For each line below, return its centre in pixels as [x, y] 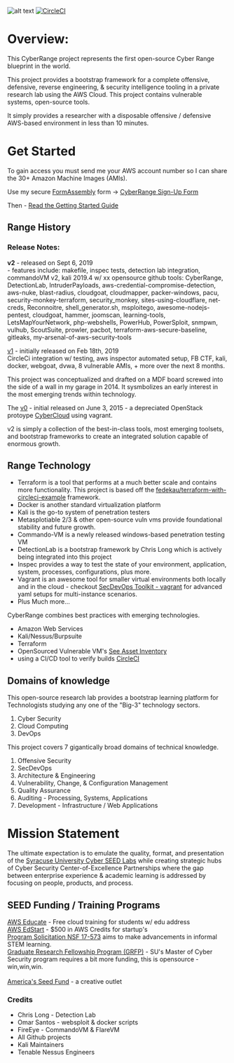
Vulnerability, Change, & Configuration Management [92, 783]
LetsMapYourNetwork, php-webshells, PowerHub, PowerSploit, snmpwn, [113, 322]
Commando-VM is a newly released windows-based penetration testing [121, 535]
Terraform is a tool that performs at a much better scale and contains [117, 482]
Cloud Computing [43, 726]
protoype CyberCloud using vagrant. [60, 415]
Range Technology [49, 465]
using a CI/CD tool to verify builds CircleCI [78, 658]
